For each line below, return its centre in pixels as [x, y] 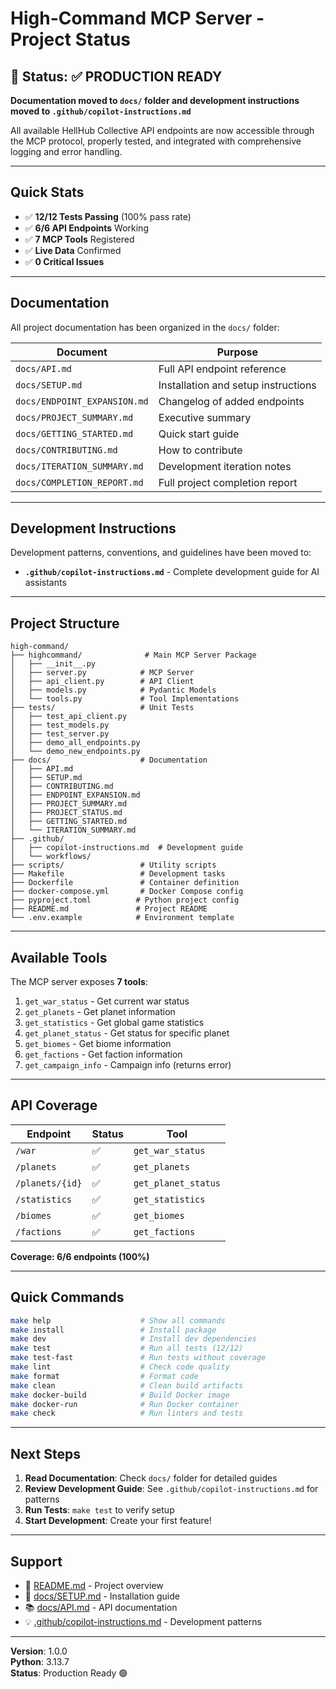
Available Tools [59, 957]
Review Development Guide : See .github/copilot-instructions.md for [171, 1489]
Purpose [237, 352]
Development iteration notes [225, 466]
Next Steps [45, 1453]
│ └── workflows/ [51, 857]
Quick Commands [67, 1297]
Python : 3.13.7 [40, 1661]
